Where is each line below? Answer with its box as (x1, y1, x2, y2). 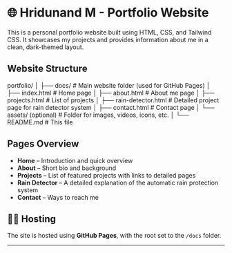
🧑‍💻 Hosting (7, 213, 57, 225)
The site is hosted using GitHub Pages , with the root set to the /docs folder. (7, 232, 222, 240)
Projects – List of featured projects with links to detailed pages (17, 171, 196, 179)
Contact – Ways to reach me (17, 193, 99, 201)
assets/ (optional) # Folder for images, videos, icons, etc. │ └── (7, 111, 189, 119)
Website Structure (7, 63, 88, 75)
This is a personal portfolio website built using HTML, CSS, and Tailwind (7, 28, 212, 36)
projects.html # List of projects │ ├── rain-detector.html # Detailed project (7, 95, 220, 104)
